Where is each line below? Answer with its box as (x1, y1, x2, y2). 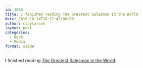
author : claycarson (5, 21, 46, 26)
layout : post (5, 26, 32, 31)
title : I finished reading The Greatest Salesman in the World (5, 12, 139, 17)
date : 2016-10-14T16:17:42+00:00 (5, 16, 74, 21)
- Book (9, 35, 23, 40)
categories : (5, 30, 30, 35)
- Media (9, 39, 26, 44)
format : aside (5, 44, 35, 49)
